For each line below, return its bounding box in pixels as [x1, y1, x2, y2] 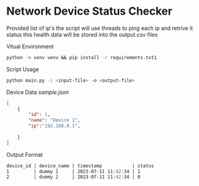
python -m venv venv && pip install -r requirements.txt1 [6, 54, 157, 60]
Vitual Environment [6, 43, 54, 50]
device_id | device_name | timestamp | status [6, 163, 154, 169]
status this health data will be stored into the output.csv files [6, 30, 158, 38]
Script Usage [6, 65, 40, 73]
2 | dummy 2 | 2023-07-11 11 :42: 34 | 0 [6, 174, 140, 181]
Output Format [6, 151, 43, 158]
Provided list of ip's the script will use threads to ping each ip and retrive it [6, 24, 194, 32]
